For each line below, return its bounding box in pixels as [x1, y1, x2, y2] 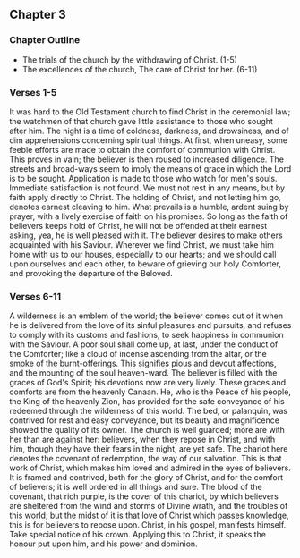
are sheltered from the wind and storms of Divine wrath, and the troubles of [9, 501, 288, 511]
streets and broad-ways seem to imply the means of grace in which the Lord [9, 163, 292, 173]
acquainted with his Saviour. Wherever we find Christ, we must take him [9, 239, 275, 249]
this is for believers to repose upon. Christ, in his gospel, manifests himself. [9, 520, 287, 530]
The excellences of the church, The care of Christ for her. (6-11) [21, 63, 258, 74]
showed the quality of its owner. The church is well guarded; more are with [9, 425, 285, 435]
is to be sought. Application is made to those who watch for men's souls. [9, 173, 278, 183]
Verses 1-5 [9, 86, 57, 98]
